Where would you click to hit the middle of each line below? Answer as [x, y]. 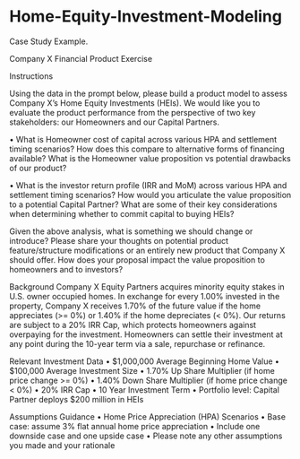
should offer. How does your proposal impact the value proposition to [137, 260]
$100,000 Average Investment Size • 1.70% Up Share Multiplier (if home [142, 370]
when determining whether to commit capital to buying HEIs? [122, 213]
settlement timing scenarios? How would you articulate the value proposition [150, 195]
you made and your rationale [62, 445]
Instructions [31, 76]
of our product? [38, 168]
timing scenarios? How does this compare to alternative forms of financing [147, 149]
